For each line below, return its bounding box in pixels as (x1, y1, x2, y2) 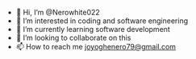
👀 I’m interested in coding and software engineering (15, 16, 188, 26)
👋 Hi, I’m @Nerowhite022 (15, 8, 101, 17)
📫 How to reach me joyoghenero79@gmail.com (15, 42, 176, 51)
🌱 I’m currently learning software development (15, 25, 171, 33)
